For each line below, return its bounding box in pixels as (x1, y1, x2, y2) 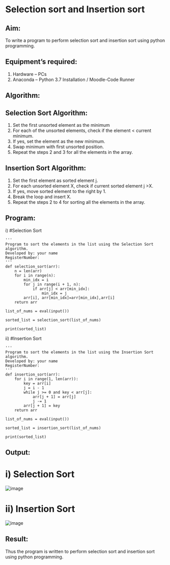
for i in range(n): (14, 273, 56, 278)
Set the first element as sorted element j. (12, 177, 98, 183)
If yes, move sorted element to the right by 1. (12, 188, 106, 194)
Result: (5, 535, 29, 544)
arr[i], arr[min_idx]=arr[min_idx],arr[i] (23, 295, 115, 300)
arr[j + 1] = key (23, 403, 60, 408)
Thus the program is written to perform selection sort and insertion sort (5, 548, 155, 554)
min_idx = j (41, 290, 67, 296)
